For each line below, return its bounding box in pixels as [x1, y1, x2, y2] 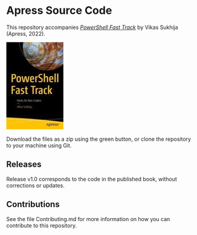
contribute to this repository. [6, 222, 77, 229]
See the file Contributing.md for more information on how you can [6, 215, 170, 222]
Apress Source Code [6, 4, 112, 18]
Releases [6, 159, 42, 170]
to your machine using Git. [6, 141, 72, 149]
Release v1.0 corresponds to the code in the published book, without [6, 175, 177, 182]
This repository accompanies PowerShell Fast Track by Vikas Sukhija [6, 24, 178, 31]
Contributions [6, 199, 60, 210]
